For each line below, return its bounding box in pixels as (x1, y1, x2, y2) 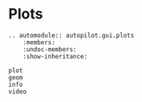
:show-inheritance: (22, 52, 88, 60)
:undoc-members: (22, 45, 78, 53)
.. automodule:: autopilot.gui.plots (8, 31, 135, 39)
